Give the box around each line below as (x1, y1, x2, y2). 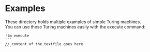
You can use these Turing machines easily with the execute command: (5, 24, 146, 29)
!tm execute (5, 33, 29, 38)
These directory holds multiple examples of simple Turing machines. (5, 19, 141, 25)
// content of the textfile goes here (5, 41, 83, 46)
